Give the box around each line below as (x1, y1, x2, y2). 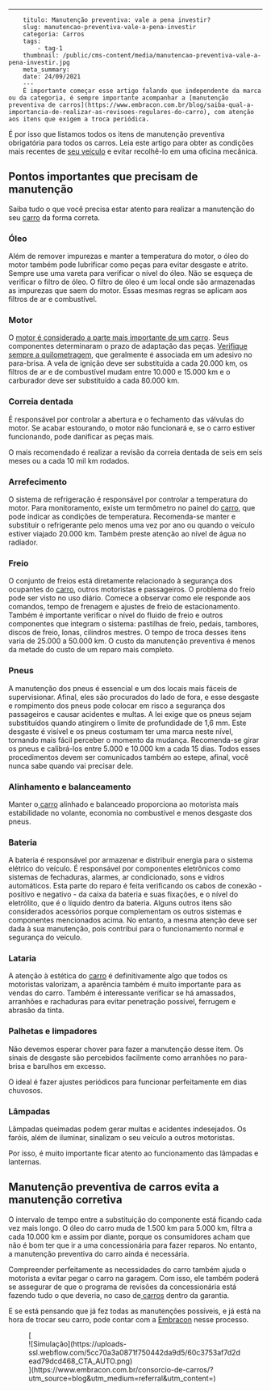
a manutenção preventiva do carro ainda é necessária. (8, 1249, 190, 1258)
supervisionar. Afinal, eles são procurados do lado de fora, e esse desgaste (8, 692, 260, 702)
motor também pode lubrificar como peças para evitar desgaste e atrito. (8, 260, 248, 269)
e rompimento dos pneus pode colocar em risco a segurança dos (8, 701, 226, 710)
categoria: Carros (23, 30, 85, 38)
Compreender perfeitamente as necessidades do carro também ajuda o (8, 1264, 247, 1274)
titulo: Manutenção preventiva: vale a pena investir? (23, 16, 211, 24)
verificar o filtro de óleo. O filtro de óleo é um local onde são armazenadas (8, 277, 256, 287)
